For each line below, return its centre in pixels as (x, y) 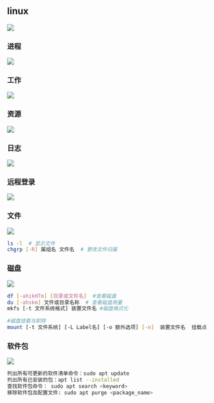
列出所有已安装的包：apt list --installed (63, 380)
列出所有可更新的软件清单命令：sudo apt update (68, 374)
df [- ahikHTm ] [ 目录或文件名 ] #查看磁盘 (62, 296)
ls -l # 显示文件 (31, 243)
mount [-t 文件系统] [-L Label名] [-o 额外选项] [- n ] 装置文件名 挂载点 (107, 328)
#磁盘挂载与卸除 (27, 321)
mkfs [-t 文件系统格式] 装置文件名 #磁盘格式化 (68, 309)
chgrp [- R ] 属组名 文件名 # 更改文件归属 (62, 250)
